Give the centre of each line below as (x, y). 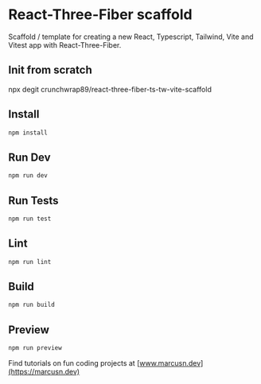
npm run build (32, 305)
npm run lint (30, 262)
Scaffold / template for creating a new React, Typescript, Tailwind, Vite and (131, 37)
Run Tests (33, 200)
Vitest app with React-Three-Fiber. (65, 45)
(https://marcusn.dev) (44, 371)
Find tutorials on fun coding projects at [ (74, 363)
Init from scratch (51, 70)
